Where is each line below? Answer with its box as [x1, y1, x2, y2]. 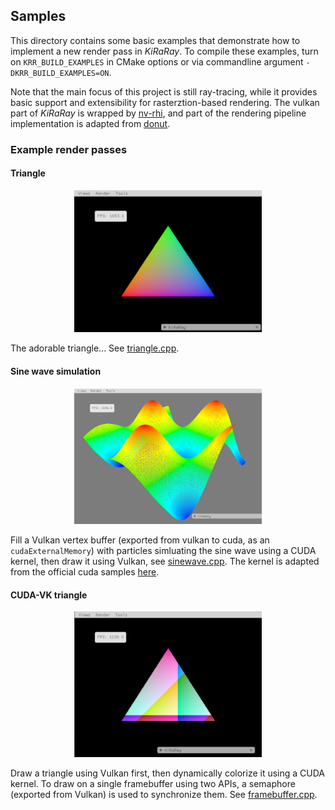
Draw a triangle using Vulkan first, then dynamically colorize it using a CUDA [10, 767, 326, 779]
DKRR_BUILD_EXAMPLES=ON [10, 68, 110, 78]
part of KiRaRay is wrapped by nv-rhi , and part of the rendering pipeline [10, 107, 307, 119]
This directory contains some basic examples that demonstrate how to [10, 34, 301, 46]
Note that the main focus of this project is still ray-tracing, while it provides [10, 85, 318, 98]
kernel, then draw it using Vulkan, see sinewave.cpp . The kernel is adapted [10, 555, 320, 568]
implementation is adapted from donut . [10, 117, 171, 129]
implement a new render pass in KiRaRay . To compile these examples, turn [10, 45, 319, 57]
